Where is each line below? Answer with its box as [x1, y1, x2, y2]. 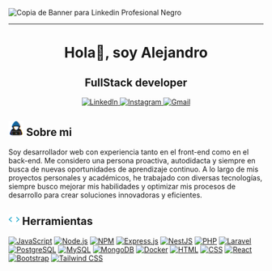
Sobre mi [25, 125, 73, 139]
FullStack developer [84, 75, 188, 89]
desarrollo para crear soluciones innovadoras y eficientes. [8, 190, 202, 200]
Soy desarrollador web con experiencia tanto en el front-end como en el [8, 146, 249, 157]
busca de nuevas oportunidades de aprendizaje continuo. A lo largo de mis [8, 164, 259, 174]
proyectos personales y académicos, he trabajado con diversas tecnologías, [8, 172, 263, 182]
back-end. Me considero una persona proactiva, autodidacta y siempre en [8, 155, 257, 165]
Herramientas [21, 214, 93, 228]
